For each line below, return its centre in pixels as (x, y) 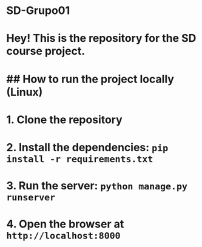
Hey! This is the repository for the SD (101, 39)
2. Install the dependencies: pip (87, 147)
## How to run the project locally (90, 79)
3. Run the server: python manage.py (97, 186)
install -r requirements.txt (80, 159)
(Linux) (25, 92)
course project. (46, 51)
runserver (31, 198)
